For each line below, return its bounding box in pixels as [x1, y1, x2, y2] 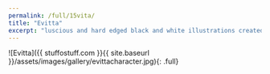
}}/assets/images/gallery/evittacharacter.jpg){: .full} [8, 56, 179, 66]
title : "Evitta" [8, 19, 63, 27]
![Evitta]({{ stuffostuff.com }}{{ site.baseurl [8, 49, 150, 58]
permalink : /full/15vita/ [8, 11, 95, 20]
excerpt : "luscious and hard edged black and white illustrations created [8, 26, 264, 34]
